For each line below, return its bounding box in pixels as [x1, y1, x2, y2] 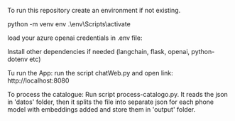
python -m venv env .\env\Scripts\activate [7, 20, 131, 28]
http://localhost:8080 [7, 76, 70, 85]
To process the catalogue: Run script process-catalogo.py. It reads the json [7, 90, 229, 98]
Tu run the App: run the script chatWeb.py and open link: [7, 69, 173, 77]
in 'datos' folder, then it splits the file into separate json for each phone [7, 98, 214, 106]
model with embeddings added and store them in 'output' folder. [7, 105, 196, 113]
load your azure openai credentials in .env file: [7, 33, 143, 42]
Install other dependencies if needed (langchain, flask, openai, [7, 48, 190, 56]
